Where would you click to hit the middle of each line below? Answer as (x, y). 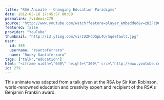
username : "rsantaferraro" (37, 50)
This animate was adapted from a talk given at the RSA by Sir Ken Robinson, (82, 82)
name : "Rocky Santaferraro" (38, 55)
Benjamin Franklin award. (31, 92)
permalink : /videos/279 (29, 18)
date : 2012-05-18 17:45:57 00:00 (39, 14)
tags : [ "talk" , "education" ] (34, 59)
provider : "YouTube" (26, 32)
